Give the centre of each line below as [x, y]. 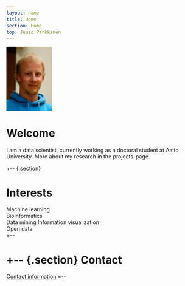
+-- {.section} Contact [65, 260]
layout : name [23, 13]
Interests [30, 193]
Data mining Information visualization [53, 222]
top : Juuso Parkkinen [34, 32]
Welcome [31, 133]
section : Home [24, 26]
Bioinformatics [24, 216]
